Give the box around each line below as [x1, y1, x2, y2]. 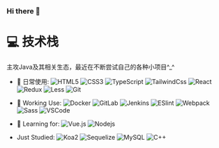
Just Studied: [16, 133, 55, 141]
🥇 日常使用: [16, 77, 50, 85]
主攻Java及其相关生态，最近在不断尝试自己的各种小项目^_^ [6, 63, 175, 71]
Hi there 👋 [6, 6, 41, 16]
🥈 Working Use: [16, 99, 62, 107]
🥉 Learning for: [16, 120, 60, 128]
